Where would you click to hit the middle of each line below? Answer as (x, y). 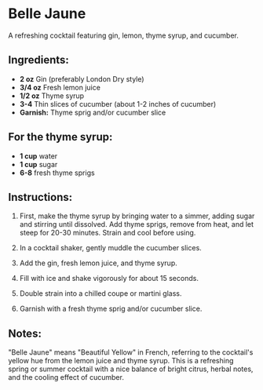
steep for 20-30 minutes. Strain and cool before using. (108, 233)
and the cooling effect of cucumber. (66, 377)
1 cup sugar (38, 164)
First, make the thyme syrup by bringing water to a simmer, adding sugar (137, 216)
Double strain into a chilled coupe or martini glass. (100, 293)
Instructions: (40, 197)
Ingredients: (38, 60)
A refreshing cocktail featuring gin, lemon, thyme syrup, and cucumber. (124, 35)
